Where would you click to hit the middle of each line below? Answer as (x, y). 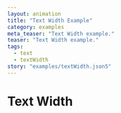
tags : (15, 47)
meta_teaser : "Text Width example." (61, 34)
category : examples (36, 27)
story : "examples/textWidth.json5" (59, 66)
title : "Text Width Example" (50, 20)
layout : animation (34, 14)
